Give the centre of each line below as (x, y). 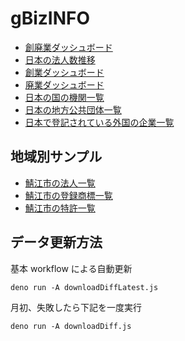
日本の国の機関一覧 (64, 97)
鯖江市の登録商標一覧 (68, 195)
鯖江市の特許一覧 (60, 208)
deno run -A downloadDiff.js (71, 326)
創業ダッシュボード (64, 72)
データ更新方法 (56, 242)
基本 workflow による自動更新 (71, 268)
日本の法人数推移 (60, 59)
